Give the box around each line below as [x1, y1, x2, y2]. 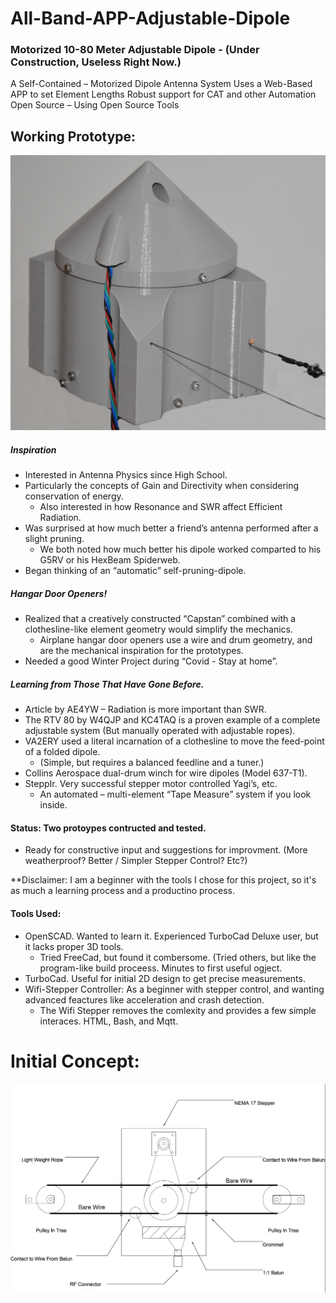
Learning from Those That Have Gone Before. [10, 678, 205, 690]
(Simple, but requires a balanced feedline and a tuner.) [39, 757, 265, 769]
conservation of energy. [24, 490, 124, 502]
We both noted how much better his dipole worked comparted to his [39, 543, 322, 556]
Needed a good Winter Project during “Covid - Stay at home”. [24, 655, 278, 667]
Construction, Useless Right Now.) [10, 55, 182, 69]
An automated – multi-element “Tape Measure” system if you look [39, 788, 312, 801]
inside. [39, 799, 68, 811]
